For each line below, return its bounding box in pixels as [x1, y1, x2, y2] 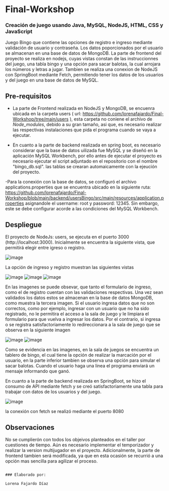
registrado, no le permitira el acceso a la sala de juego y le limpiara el [5, 311, 149, 317]
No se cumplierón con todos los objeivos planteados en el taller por [5, 436, 145, 442]
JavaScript [5, 28, 33, 35]
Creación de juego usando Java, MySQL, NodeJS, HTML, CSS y [5, 22, 163, 29]
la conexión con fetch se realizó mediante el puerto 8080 [5, 408, 124, 414]
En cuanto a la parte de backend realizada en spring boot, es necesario [12, 142, 161, 148]
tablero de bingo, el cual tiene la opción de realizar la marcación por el [5, 352, 151, 358]
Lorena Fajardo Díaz [5, 481, 49, 486]
